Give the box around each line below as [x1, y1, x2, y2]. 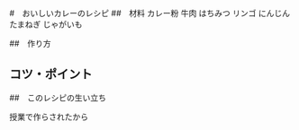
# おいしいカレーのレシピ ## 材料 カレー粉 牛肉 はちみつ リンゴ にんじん [9, 8, 291, 18]
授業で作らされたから [9, 111, 88, 122]
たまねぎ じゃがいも [9, 19, 83, 30]
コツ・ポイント [9, 66, 93, 82]
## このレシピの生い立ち [9, 92, 106, 103]
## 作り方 [9, 39, 51, 48]
